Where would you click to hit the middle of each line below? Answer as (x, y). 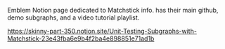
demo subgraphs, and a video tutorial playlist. (73, 17)
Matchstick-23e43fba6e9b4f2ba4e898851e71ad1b (81, 38)
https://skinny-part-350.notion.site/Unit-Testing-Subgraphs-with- (102, 31)
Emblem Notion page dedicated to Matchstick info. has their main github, (113, 10)
